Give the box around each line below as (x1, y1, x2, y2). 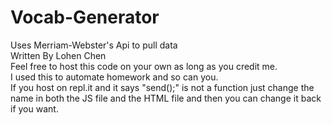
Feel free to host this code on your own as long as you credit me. (10, 60, 278, 72)
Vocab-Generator (10, 6, 160, 29)
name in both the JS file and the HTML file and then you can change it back (10, 92, 322, 104)
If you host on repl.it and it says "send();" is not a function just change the (10, 81, 315, 93)
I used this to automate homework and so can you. (10, 71, 219, 83)
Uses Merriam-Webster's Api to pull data (10, 39, 178, 51)
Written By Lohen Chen (10, 49, 107, 61)
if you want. (10, 102, 59, 115)
